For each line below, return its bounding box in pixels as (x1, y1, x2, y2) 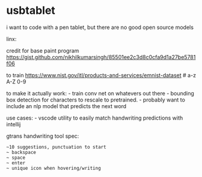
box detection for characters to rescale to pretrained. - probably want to (6, 96, 186, 103)
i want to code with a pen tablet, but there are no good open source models (6, 24, 194, 31)
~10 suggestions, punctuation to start (6, 144, 107, 150)
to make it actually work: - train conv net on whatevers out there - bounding (6, 89, 195, 97)
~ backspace (6, 149, 36, 155)
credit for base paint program (6, 47, 80, 54)
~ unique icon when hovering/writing (6, 165, 101, 171)
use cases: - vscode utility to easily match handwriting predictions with (6, 114, 183, 121)
